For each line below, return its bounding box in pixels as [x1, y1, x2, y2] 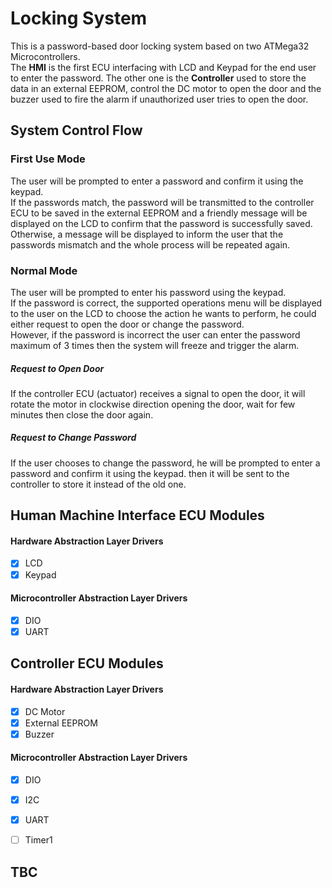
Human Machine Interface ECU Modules [10, 507, 265, 524]
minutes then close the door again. [10, 408, 154, 421]
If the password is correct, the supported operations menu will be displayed [10, 297, 323, 309]
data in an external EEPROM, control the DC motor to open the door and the [10, 82, 322, 94]
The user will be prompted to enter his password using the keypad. [10, 286, 287, 298]
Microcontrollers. [10, 50, 81, 62]
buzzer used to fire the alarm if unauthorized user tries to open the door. [10, 93, 309, 105]
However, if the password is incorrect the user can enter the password [10, 328, 301, 341]
